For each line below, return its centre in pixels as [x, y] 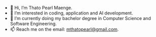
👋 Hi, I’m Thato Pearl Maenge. [41, 8]
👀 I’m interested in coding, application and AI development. [71, 13]
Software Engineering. [33, 23]
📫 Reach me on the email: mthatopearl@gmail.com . [64, 29]
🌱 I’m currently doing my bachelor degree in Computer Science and [80, 18]
